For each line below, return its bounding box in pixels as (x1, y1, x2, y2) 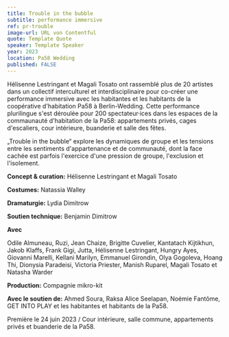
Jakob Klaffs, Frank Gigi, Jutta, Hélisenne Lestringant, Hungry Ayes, (7, 246, 199, 254)
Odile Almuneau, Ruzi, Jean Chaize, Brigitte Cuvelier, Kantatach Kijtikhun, (7, 238, 215, 247)
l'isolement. (7, 159, 40, 167)
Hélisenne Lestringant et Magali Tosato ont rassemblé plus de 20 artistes (7, 80, 214, 88)
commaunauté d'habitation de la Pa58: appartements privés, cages (7, 116, 197, 124)
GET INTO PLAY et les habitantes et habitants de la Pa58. (7, 301, 169, 310)
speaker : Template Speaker (7, 42, 84, 49)
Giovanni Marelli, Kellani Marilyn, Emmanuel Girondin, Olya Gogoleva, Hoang (7, 253, 223, 262)
